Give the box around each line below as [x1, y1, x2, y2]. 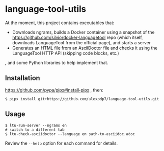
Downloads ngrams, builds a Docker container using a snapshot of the [12, 29, 155, 35]
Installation [5, 74, 40, 82]
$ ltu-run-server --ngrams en [5, 123, 67, 128]
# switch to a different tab [5, 127, 65, 132]
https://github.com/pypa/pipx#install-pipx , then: [5, 87, 104, 93]
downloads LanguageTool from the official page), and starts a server [12, 39, 151, 45]
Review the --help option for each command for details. [5, 140, 118, 146]
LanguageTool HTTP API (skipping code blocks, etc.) [12, 50, 119, 56]
